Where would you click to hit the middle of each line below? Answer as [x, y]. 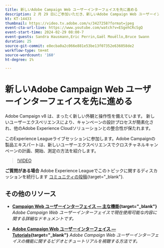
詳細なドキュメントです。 [51, 218]
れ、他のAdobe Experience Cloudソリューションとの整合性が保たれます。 [79, 128]
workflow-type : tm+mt [27, 50]
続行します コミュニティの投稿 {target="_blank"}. [75, 177]
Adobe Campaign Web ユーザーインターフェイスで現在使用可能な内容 [82, 212]
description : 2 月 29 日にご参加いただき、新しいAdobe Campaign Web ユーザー [79, 14]
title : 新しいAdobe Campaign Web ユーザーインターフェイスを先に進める [72, 10]
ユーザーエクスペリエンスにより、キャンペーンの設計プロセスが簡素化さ [81, 122]
